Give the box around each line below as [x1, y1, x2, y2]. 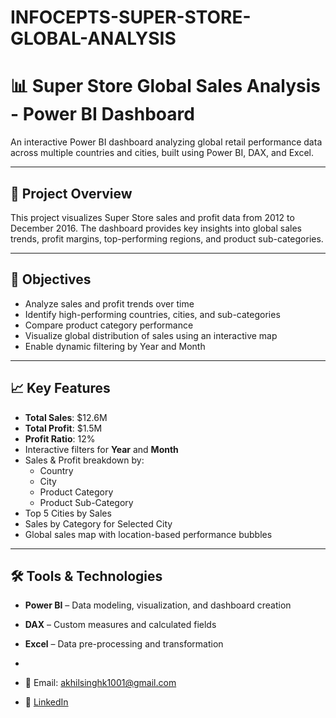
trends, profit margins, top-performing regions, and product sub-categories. [10, 232, 324, 245]
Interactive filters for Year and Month [24, 443, 179, 455]
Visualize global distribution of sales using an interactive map [24, 329, 278, 341]
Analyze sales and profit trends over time [24, 297, 195, 310]
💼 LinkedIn [24, 696, 69, 708]
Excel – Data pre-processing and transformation [24, 638, 224, 650]
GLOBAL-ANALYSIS [10, 27, 177, 50]
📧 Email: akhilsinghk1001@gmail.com [24, 677, 177, 689]
